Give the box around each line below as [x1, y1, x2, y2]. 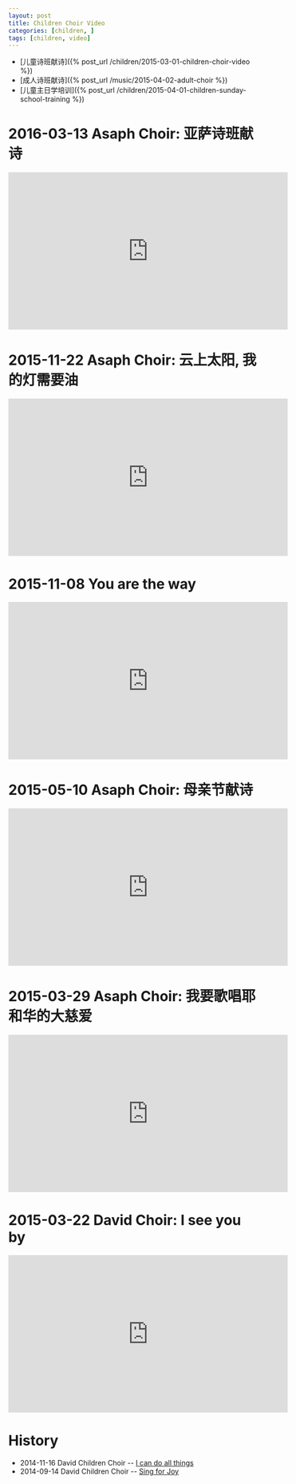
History [8, 1432, 59, 1450]
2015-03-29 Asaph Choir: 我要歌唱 [8, 987, 242, 1006]
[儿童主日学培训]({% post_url [19, 86, 116, 95]
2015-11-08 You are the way [8, 575, 197, 593]
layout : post [8, 11, 52, 20]
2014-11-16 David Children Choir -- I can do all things [19, 1458, 194, 1467]
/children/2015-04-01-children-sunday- [116, 86, 247, 95]
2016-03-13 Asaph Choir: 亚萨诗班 [8, 125, 240, 143]
